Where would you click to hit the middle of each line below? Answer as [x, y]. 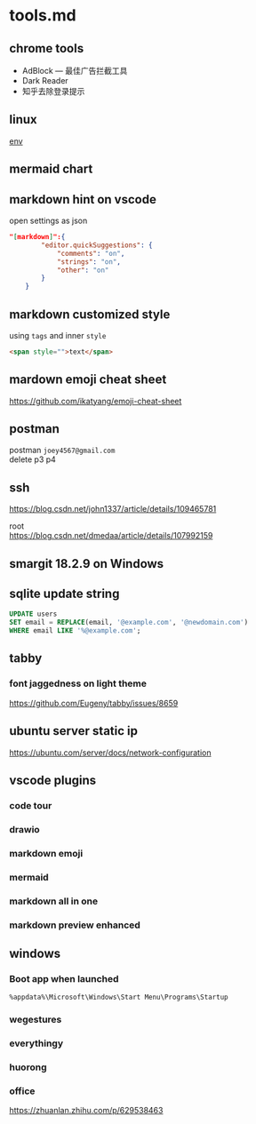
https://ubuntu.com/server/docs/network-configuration [110, 753]
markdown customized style [90, 314]
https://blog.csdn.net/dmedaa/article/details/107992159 [111, 536]
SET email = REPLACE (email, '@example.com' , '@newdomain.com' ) [129, 623]
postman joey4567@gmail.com [62, 450]
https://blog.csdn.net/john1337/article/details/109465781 [113, 509]
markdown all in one [54, 901]
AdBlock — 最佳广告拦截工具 [75, 71]
